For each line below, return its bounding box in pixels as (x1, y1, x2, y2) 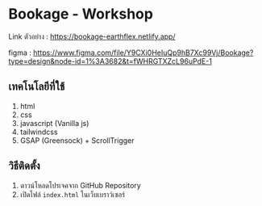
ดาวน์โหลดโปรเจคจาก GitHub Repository (19, 180, 141, 190)
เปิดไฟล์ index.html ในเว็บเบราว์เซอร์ (19, 189, 126, 199)
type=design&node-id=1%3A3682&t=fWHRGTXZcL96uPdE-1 (8, 56, 212, 65)
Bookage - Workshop (8, 5, 153, 23)
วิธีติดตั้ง (8, 159, 40, 173)
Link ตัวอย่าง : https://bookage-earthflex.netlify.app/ (8, 32, 176, 41)
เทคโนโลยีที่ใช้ (8, 80, 65, 94)
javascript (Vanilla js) (19, 118, 89, 128)
